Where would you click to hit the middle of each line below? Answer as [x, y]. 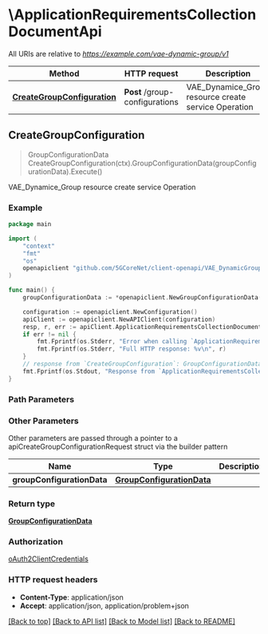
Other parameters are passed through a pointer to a [93, 438]
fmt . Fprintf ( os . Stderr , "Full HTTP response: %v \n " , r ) [132, 349]
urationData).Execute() [65, 171]
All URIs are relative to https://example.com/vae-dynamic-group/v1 [118, 53]
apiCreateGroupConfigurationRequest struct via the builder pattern [118, 446]
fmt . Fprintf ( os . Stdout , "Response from [89, 371]
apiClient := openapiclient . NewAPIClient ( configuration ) [119, 319]
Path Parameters [41, 399]
